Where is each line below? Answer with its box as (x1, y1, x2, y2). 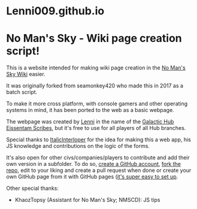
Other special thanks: (6, 184, 59, 192)
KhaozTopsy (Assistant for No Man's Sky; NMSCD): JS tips (14, 196, 160, 204)
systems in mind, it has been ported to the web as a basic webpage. (6, 107, 175, 114)
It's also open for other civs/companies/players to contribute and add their (6, 154, 190, 161)
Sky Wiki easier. (6, 71, 46, 78)
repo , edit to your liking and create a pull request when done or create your (6, 166, 192, 174)
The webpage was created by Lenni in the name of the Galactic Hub (6, 118, 174, 125)
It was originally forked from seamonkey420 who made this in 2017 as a (6, 82, 184, 89)
